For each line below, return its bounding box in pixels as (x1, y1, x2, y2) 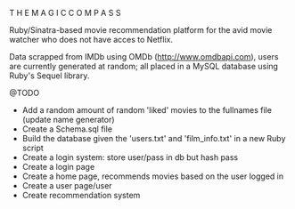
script (21, 142, 45, 153)
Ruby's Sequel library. (9, 70, 90, 81)
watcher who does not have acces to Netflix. (9, 35, 174, 44)
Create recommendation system (21, 190, 141, 200)
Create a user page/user (21, 181, 113, 190)
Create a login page (21, 162, 95, 172)
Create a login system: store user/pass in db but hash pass (21, 152, 239, 163)
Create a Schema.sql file (21, 124, 113, 134)
